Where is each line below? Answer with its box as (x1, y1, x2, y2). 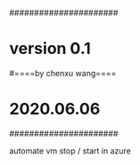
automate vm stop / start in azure (9, 145, 132, 156)
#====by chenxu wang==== (9, 67, 117, 78)
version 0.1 (9, 39, 91, 59)
